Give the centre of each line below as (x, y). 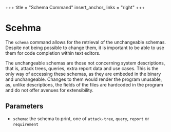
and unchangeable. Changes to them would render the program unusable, (84, 79)
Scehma (23, 28)
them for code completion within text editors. (53, 53)
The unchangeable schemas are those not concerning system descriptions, (85, 63)
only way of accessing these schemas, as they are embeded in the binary (83, 74)
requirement (25, 124)
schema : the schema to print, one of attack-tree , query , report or (81, 118)
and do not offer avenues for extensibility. (50, 90)
